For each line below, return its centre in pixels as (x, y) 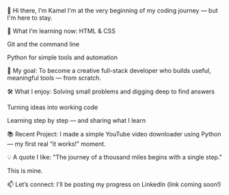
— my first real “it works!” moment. (56, 144)
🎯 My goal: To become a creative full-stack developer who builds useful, (109, 71)
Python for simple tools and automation (63, 57)
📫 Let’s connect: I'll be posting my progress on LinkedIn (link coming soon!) (114, 184)
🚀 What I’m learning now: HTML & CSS (62, 31)
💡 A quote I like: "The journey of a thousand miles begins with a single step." (114, 157)
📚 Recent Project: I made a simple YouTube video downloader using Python (114, 134)
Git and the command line (43, 44)
